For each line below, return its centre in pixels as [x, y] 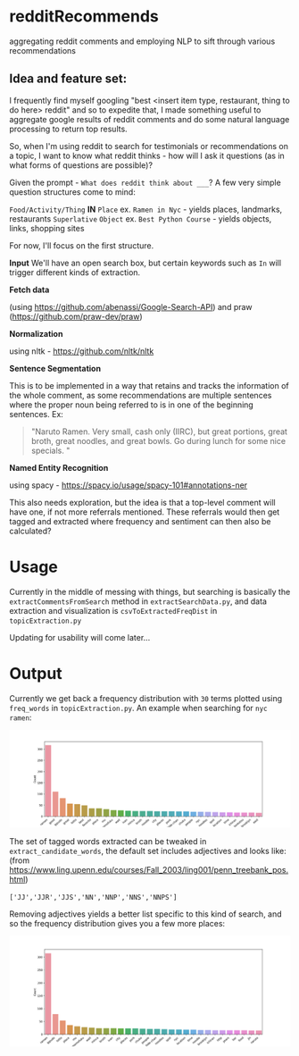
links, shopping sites [47, 228]
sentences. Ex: [37, 414]
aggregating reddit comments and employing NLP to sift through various [142, 41]
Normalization [36, 333]
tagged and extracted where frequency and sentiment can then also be [140, 521]
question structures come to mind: [72, 192]
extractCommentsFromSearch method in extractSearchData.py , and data [138, 601]
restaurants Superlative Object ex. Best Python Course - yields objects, [141, 218]
